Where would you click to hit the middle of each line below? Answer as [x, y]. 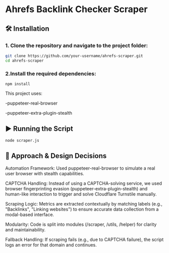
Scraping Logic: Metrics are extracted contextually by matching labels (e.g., [84, 204]
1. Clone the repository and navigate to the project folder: [77, 45]
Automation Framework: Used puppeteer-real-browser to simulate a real [80, 168]
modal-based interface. [30, 214]
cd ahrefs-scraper [24, 61]
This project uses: [24, 93]
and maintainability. [25, 230]
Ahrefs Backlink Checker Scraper [76, 9]
